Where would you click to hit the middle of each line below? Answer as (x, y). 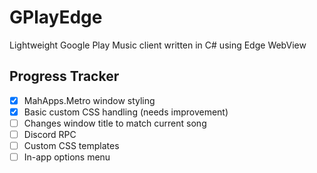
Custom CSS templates (71, 145)
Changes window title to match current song (115, 123)
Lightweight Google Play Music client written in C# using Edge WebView (158, 45)
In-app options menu (67, 157)
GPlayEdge (56, 17)
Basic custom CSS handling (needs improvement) (126, 112)
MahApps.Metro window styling (89, 100)
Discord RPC (50, 134)
